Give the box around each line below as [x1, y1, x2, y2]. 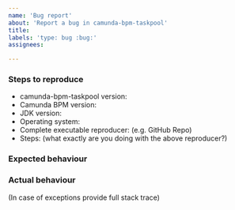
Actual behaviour [8, 174, 77, 186]
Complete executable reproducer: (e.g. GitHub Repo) [19, 126, 192, 135]
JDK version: [19, 108, 62, 118]
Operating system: [19, 117, 81, 126]
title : [8, 26, 30, 34]
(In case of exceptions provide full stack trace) [8, 193, 161, 202]
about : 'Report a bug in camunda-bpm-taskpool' [8, 19, 169, 27]
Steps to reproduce [8, 74, 84, 85]
